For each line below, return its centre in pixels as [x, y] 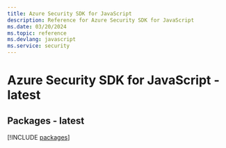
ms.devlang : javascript [42, 40]
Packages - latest [46, 121]
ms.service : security [39, 46]
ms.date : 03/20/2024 [37, 26]
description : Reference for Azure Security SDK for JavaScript [101, 20]
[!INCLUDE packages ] [39, 137]
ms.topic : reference [37, 33]
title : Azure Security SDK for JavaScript [70, 14]
